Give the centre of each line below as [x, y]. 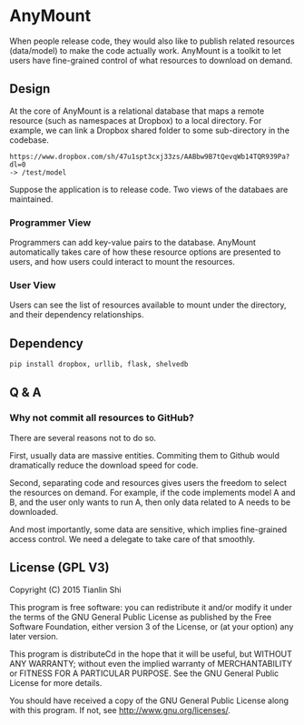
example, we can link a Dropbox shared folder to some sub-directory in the [150, 130]
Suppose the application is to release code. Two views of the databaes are [149, 189]
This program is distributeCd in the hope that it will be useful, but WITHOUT [151, 654]
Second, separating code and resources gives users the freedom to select [148, 482]
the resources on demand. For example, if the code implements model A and [152, 492]
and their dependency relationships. [77, 315]
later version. [34, 636]
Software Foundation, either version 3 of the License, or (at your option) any [152, 626]
